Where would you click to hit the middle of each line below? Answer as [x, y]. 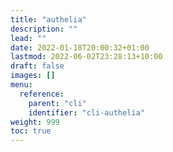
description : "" [44, 29]
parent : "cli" [57, 103]
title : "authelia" [48, 19]
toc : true [31, 131]
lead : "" [28, 38]
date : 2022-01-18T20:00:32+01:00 [80, 47]
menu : [21, 85]
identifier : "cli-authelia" [86, 112]
